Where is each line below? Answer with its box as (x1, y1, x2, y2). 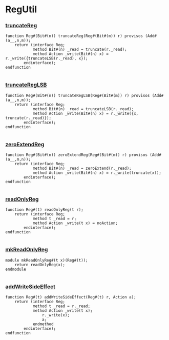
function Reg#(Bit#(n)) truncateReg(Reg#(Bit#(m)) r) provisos (5, 33, 143, 39)
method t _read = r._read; (32, 304, 91, 309)
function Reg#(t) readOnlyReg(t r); (5, 207, 83, 212)
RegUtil (5, 4, 37, 15)
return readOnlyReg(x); (14, 262, 66, 267)
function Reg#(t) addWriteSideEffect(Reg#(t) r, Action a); (5, 294, 137, 299)
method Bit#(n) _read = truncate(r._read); (32, 47, 127, 52)
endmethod (32, 322, 54, 327)
